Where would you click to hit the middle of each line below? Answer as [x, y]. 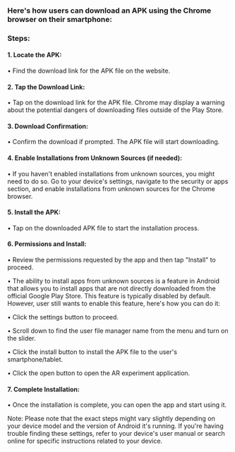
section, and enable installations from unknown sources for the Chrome [111, 188]
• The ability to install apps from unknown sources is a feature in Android [114, 281]
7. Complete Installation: [43, 389]
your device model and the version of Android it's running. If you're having [115, 426]
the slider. [22, 338]
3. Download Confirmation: [48, 126]
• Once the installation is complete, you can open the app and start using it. [117, 405]
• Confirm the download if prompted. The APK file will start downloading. [114, 142]
